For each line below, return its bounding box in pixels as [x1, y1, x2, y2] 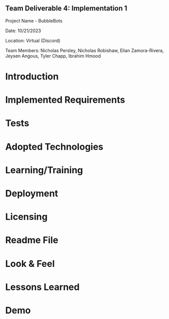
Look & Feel [5, 258, 55, 269]
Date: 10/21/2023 [5, 28, 41, 34]
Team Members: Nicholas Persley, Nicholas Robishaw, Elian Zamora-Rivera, [5, 47, 164, 53]
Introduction [5, 71, 59, 82]
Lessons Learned [5, 281, 80, 293]
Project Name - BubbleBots [5, 17, 63, 24]
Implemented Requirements [5, 94, 126, 106]
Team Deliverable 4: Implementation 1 [5, 4, 127, 13]
